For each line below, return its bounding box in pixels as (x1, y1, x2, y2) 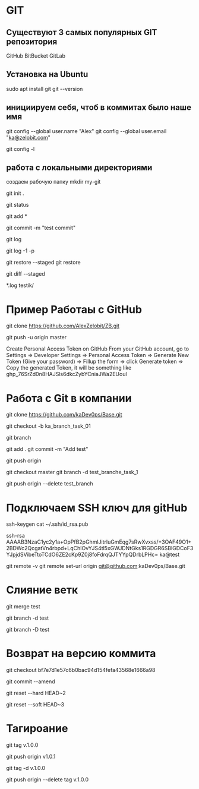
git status (6, 201, 29, 209)
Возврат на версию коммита (6, 647, 156, 660)
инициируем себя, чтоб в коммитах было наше (6, 102, 192, 113)
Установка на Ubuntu (6, 70, 89, 80)
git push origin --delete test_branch (6, 480, 93, 487)
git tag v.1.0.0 (6, 741, 39, 749)
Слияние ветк (6, 583, 78, 597)
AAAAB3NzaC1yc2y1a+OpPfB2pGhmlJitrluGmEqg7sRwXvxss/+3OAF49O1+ (6, 538, 192, 545)
